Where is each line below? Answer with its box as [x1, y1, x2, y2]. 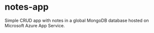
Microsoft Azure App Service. [4, 22, 65, 28]
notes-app [4, 1, 49, 13]
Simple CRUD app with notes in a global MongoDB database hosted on [4, 17, 149, 23]
